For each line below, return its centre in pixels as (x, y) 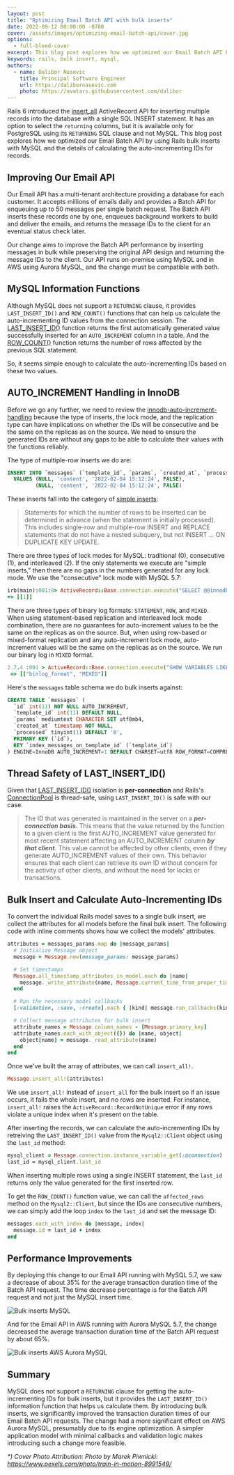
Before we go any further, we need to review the (77, 409)
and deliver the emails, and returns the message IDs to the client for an (109, 224)
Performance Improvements (70, 1258)
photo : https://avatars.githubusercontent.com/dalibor (101, 91)
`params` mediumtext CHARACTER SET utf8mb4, (79, 719)
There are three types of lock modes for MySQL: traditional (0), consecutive (116, 556)
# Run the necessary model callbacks (68, 1001)
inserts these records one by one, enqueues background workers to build (112, 216)
